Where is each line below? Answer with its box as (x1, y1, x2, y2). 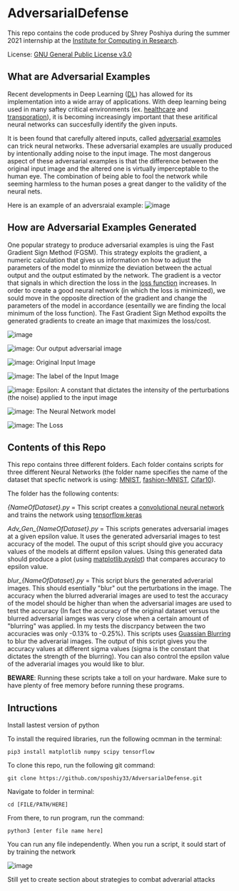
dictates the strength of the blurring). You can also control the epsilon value (7, 652, 230, 661)
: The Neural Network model (32, 407, 116, 416)
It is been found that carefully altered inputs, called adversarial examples (7, 134, 221, 142)
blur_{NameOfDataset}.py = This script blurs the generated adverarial (7, 576, 213, 585)
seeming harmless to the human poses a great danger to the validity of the (7, 179, 227, 188)
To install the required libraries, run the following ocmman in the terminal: (7, 735, 223, 743)
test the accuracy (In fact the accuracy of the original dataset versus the (7, 607, 220, 615)
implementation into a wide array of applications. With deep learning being (7, 97, 227, 106)
